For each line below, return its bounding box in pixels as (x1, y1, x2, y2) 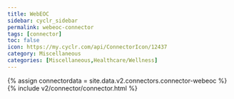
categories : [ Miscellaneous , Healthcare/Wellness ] (7, 57, 158, 64)
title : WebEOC (7, 10, 50, 18)
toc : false (7, 37, 40, 44)
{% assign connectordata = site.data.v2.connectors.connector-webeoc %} (7, 76, 228, 85)
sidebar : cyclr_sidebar (7, 17, 78, 24)
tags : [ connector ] (7, 30, 62, 38)
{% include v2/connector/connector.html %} (7, 83, 138, 93)
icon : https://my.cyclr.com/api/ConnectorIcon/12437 (7, 43, 168, 51)
